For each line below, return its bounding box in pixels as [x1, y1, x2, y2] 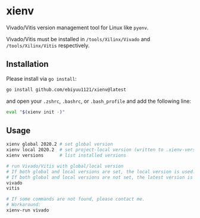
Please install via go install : [6, 75, 77, 82]
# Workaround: [6, 202, 42, 208]
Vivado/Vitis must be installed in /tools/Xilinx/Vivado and [6, 35, 151, 42]
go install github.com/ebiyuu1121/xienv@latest [6, 87, 127, 93]
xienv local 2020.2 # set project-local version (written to [6, 147, 164, 153]
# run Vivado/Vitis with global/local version [6, 163, 124, 169]
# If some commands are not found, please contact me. [6, 196, 145, 202]
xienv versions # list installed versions [6, 152, 127, 159]
